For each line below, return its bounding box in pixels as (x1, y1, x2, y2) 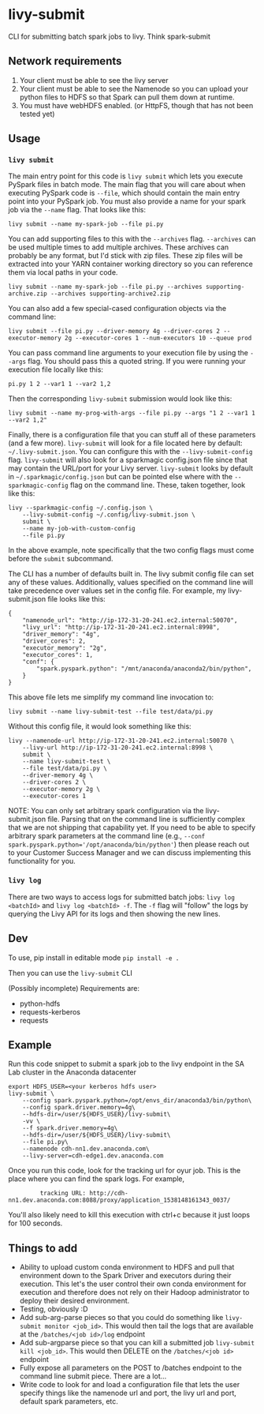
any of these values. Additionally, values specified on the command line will (8, 578, 254, 587)
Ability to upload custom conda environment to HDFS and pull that (19, 1262, 235, 1272)
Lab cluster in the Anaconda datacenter (8, 1067, 136, 1077)
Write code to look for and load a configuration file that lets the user (19, 1380, 240, 1390)
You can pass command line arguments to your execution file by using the (8, 348, 248, 358)
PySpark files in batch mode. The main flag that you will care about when (8, 180, 246, 189)
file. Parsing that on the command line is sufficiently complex (46, 815, 246, 824)
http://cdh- (89, 1190, 128, 1198)
